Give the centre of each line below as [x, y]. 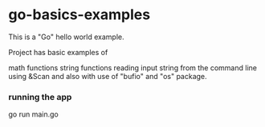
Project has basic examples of [58, 52]
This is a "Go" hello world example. [66, 37]
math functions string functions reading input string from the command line [132, 67]
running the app [40, 97]
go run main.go [33, 114]
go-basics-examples [79, 15]
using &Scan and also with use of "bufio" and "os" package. [108, 76]
